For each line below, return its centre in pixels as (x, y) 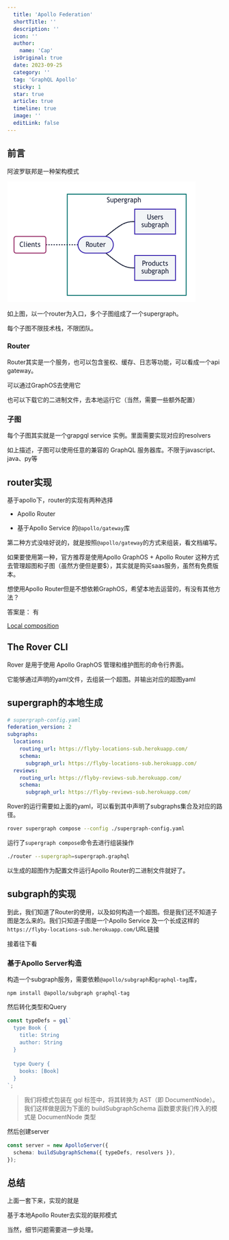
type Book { (30, 1028)
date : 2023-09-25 (38, 65)
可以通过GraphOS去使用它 (44, 385)
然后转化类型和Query (37, 1007)
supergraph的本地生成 (55, 703)
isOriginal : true (38, 58)
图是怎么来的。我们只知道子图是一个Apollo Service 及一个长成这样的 (103, 920)
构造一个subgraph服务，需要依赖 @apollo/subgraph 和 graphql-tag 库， (104, 979)
